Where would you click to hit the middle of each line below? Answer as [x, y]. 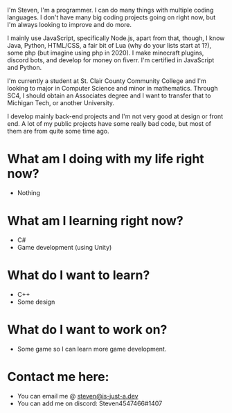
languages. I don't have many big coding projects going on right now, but [111, 17]
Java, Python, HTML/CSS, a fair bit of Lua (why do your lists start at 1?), [109, 45]
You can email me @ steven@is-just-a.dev [78, 396]
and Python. [25, 67]
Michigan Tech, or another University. [61, 103]
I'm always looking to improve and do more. [70, 25]
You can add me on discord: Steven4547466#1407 [90, 403]
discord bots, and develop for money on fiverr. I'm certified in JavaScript [111, 60]
